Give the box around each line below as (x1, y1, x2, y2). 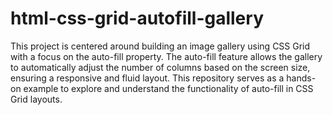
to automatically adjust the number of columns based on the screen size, (10, 61, 311, 73)
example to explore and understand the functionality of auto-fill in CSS (23, 82, 314, 94)
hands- (286, 72, 317, 84)
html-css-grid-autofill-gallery (10, 7, 264, 30)
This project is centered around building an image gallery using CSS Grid (10, 40, 311, 52)
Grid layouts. (10, 93, 63, 105)
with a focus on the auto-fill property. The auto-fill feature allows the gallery (10, 50, 323, 62)
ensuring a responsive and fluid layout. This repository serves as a (10, 72, 285, 84)
